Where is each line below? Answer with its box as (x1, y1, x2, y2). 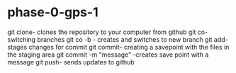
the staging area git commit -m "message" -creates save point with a (7, 50, 209, 59)
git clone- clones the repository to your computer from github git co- (7, 28, 208, 36)
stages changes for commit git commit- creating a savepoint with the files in (7, 43, 230, 51)
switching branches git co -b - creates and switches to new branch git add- (7, 35, 228, 43)
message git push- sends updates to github (7, 57, 135, 66)
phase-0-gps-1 (7, 4, 99, 21)
